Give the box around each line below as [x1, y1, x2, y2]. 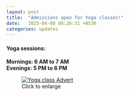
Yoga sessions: [6, 44, 46, 52]
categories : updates [6, 26, 59, 32]
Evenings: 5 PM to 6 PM [6, 64, 68, 72]
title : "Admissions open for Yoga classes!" [6, 15, 124, 21]
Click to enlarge [21, 83, 61, 90]
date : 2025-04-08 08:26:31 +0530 [6, 20, 97, 26]
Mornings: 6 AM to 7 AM [6, 58, 69, 66]
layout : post [6, 9, 40, 15]
